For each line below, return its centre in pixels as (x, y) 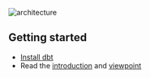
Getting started (48, 37)
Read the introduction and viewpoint (81, 65)
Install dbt (37, 57)
